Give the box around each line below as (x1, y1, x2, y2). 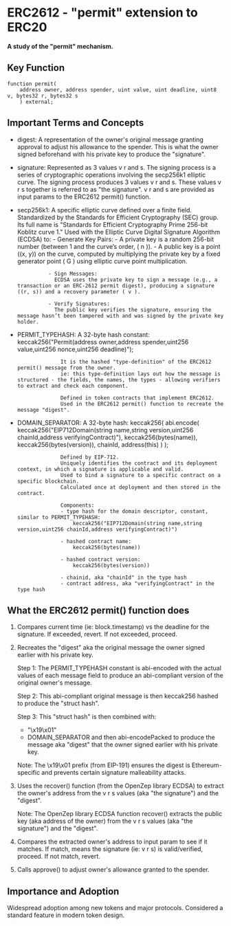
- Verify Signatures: (47, 300, 110, 307)
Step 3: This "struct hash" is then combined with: (16, 713, 157, 721)
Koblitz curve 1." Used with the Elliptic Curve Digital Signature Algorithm (16, 228, 221, 236)
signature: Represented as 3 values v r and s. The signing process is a (16, 163, 217, 171)
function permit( (7, 80, 57, 87)
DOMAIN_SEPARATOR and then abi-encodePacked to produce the (27, 734, 215, 742)
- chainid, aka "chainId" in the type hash (60, 574, 187, 581)
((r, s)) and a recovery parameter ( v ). (16, 288, 141, 295)
